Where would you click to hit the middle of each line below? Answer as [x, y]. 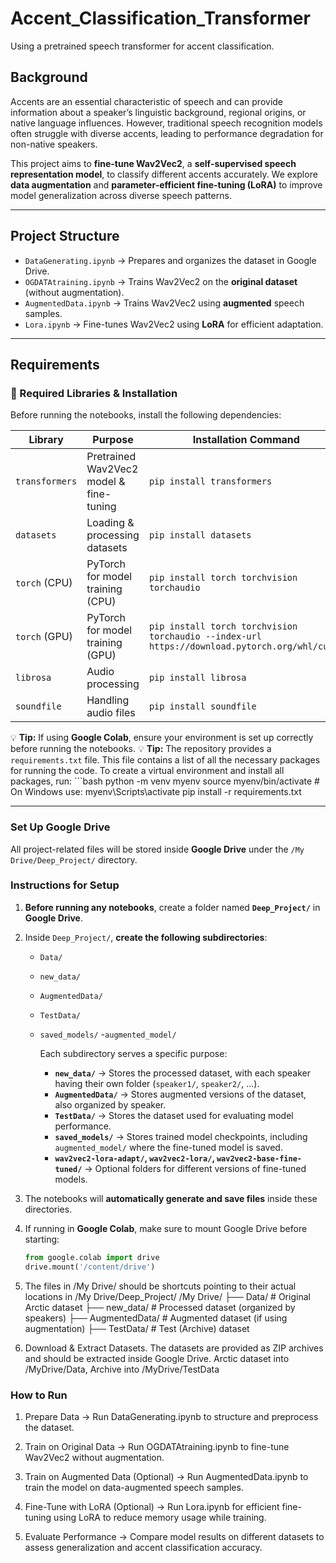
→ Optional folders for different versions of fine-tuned [195, 1168]
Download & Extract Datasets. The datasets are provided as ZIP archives [174, 1348]
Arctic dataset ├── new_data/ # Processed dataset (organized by [160, 1307]
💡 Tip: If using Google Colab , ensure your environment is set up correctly [162, 738]
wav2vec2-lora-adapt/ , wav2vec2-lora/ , [134, 1158]
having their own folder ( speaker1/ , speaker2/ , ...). [157, 1083]
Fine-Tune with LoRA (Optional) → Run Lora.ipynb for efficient [152, 1506]
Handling [108, 700]
